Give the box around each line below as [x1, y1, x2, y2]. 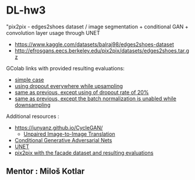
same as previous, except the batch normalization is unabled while [14, 95, 177, 102]
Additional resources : [6, 113, 60, 120]
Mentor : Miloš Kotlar [6, 166, 85, 176]
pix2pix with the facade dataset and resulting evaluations [14, 149, 154, 156]
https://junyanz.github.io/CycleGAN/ [14, 124, 103, 131]
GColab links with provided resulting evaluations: [6, 64, 125, 71]
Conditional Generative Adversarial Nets [14, 136, 113, 143]
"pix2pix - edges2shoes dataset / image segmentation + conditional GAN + [6, 23, 189, 30]
